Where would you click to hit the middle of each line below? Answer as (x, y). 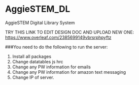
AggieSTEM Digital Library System (40, 23)
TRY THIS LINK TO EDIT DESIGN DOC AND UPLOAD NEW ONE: (69, 32)
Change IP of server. (33, 77)
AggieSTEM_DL (38, 9)
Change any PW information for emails (52, 67)
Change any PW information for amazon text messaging (69, 72)
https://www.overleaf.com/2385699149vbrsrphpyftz (58, 37)
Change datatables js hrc (38, 61)
